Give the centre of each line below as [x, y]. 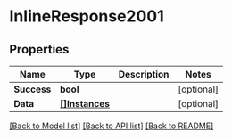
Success [33, 89]
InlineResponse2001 [87, 16]
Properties [39, 49]
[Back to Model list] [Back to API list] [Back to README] [112, 126]
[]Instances [84, 104]
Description [144, 74]
